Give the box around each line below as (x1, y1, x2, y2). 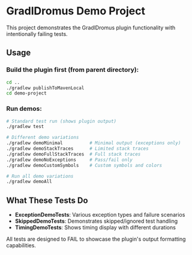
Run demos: (6, 105, 42, 113)
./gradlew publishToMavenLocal (6, 85, 85, 91)
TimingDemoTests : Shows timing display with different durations (14, 224, 176, 231)
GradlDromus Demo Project (6, 4, 146, 18)
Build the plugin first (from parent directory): (6, 66, 139, 74)
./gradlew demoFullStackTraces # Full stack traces (6, 151, 141, 157)
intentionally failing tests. (6, 30, 68, 37)
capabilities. (6, 242, 36, 249)
